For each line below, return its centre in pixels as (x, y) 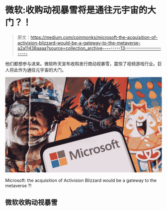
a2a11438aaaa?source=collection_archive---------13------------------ (89, 48)
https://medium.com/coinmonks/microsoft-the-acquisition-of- (94, 37)
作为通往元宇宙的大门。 (42, 70)
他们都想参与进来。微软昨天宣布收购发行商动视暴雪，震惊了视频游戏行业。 (81, 64)
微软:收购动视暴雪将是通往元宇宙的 (76, 10)
